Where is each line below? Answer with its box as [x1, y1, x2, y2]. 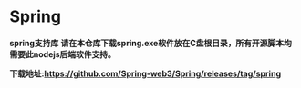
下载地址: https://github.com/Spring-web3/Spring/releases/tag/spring [9, 68, 281, 79]
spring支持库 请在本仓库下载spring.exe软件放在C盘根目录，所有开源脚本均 [9, 37, 292, 48]
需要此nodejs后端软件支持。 [9, 48, 117, 60]
